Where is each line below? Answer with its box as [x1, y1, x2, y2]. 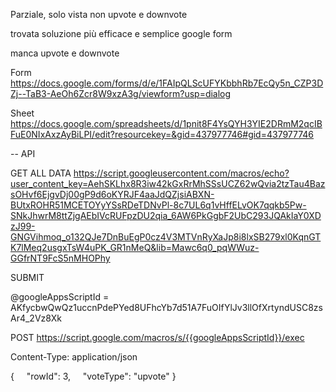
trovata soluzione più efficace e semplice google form [10, 28, 233, 39]
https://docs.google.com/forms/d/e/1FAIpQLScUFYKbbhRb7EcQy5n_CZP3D [10, 77, 324, 89]
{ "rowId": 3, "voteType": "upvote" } [10, 370, 177, 382]
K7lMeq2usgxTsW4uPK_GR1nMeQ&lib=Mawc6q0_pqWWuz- [10, 242, 260, 253]
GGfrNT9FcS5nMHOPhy [10, 252, 111, 264]
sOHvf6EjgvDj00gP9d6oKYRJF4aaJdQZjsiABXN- [10, 189, 215, 200]
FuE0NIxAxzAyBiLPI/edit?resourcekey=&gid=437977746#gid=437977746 [10, 129, 315, 140]
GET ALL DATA [10, 167, 72, 179]
